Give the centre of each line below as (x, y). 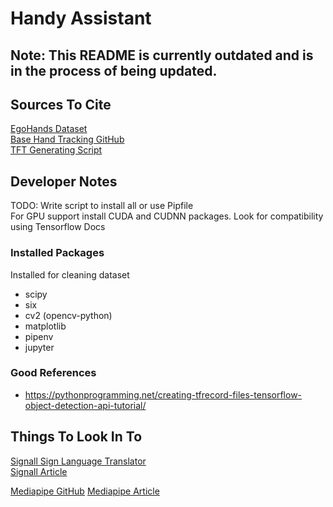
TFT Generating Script (56, 150)
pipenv (39, 336)
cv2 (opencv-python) (68, 315)
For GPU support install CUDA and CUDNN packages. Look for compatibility (167, 216)
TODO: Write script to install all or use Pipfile (102, 206)
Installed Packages (57, 253)
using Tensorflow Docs (58, 227)
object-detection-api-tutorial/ (85, 405)
